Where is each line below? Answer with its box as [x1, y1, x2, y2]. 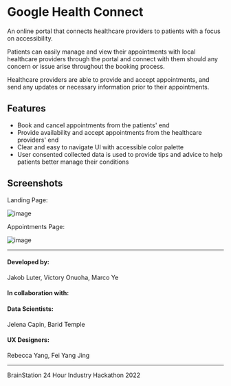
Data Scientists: [7, 304, 54, 313]
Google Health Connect [7, 4, 144, 20]
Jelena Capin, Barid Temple [7, 320, 85, 328]
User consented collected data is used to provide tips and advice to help [16, 150, 223, 158]
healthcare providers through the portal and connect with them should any [7, 54, 219, 63]
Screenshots [7, 178, 63, 189]
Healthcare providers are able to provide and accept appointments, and [7, 75, 210, 83]
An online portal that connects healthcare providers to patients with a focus [7, 27, 221, 35]
